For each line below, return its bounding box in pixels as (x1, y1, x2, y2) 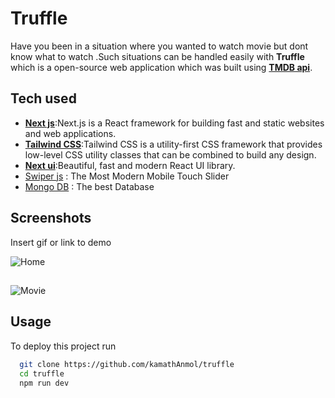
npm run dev (19, 378, 70, 388)
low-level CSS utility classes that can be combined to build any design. (24, 148, 317, 161)
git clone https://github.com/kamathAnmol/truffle (19, 359, 235, 369)
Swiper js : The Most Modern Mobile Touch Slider (24, 170, 230, 182)
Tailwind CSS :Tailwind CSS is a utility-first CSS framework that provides (24, 138, 323, 150)
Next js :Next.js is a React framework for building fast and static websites (24, 117, 325, 129)
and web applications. (24, 127, 117, 139)
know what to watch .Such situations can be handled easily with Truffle (10, 50, 305, 62)
